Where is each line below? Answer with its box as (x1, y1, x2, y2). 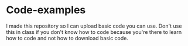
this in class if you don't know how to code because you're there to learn (6, 28, 182, 35)
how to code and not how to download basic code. (6, 34, 129, 41)
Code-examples (6, 3, 86, 17)
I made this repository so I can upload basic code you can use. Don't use (6, 22, 182, 29)
